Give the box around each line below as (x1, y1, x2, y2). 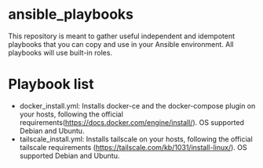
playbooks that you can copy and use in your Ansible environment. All (8, 39, 234, 48)
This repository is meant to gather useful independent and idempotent (8, 31, 236, 41)
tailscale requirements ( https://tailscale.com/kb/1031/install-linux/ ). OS (19, 142, 247, 152)
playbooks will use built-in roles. (8, 48, 112, 57)
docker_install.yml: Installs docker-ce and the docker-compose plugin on (19, 101, 256, 110)
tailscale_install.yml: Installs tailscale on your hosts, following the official (19, 134, 253, 144)
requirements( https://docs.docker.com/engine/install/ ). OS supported (19, 117, 245, 127)
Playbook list (8, 76, 94, 93)
